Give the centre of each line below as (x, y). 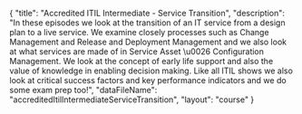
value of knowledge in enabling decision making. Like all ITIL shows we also (151, 71)
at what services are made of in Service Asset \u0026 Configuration (137, 52)
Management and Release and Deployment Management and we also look (148, 42)
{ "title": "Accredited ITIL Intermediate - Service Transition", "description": (147, 13)
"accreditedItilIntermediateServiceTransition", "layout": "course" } (132, 100)
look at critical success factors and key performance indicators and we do (148, 80)
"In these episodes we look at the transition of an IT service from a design (147, 23)
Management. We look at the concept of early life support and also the (141, 61)
